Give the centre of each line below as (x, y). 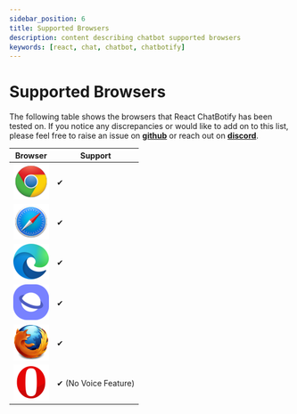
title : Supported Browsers (59, 28)
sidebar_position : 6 (48, 19)
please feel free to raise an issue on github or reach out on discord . (134, 136)
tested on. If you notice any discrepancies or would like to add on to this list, (149, 126)
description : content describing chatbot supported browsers (125, 37)
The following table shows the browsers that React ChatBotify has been (141, 117)
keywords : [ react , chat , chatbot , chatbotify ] (97, 47)
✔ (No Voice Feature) (96, 384)
